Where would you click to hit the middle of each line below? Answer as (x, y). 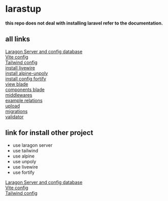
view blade (17, 84)
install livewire (20, 68)
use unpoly (25, 161)
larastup (23, 9)
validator (15, 117)
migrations (17, 111)
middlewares (19, 95)
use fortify (23, 172)
